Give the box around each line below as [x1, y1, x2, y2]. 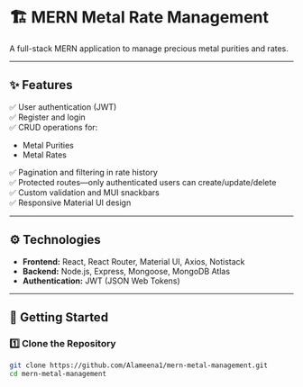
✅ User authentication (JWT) [9, 101, 117, 112]
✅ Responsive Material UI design [9, 197, 132, 208]
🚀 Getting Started [9, 310, 109, 325]
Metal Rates [22, 149, 68, 160]
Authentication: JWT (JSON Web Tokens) [22, 275, 180, 286]
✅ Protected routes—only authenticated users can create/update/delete [9, 176, 277, 187]
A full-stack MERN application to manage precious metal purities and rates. [9, 42, 289, 54]
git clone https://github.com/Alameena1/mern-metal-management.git [9, 361, 269, 370]
